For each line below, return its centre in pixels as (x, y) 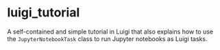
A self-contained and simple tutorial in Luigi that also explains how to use (110, 32)
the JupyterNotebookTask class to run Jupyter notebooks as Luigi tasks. (107, 38)
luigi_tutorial (44, 13)
